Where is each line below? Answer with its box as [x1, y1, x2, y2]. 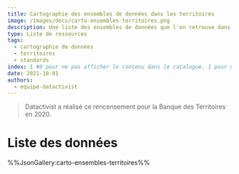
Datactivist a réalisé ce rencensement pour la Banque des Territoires [24, 102, 226, 111]
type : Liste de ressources [7, 30, 87, 38]
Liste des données [7, 135, 118, 151]
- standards [14, 57, 50, 64]
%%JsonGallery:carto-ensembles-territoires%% [7, 158, 151, 167]
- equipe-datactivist [14, 83, 78, 90]
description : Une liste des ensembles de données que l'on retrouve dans [7, 23, 231, 31]
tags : [7, 37, 23, 44]
